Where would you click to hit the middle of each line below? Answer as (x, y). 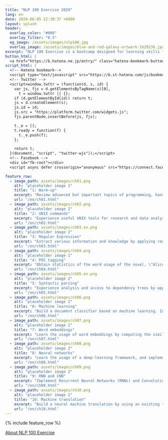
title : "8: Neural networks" (44, 353)
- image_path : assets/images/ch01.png (50, 181)
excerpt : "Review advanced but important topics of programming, (84, 195)
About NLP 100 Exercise (30, 432)
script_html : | (21, 65)
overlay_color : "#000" (33, 33)
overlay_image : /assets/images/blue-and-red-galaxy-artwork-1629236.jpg (87, 47)
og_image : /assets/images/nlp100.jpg (49, 42)
